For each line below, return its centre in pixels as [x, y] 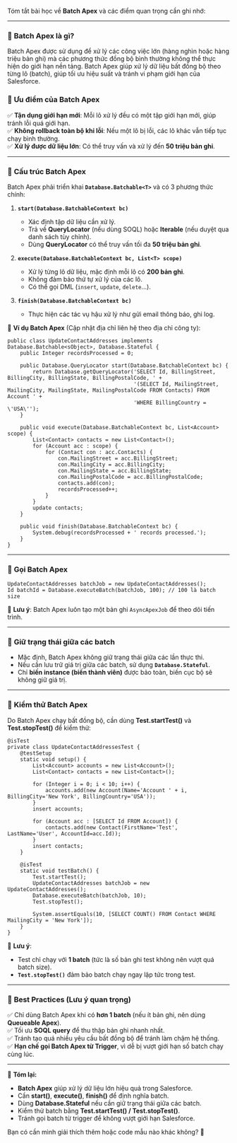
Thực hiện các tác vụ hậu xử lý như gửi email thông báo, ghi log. [121, 314]
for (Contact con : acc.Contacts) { [99, 452]
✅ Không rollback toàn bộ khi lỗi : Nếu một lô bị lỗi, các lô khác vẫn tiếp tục [117, 130]
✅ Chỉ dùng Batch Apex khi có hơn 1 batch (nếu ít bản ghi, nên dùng [107, 1015]
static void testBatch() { [60, 871]
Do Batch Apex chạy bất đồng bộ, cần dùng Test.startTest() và [99, 720]
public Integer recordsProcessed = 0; [77, 353]
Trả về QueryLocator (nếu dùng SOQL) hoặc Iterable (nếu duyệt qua [128, 229]
